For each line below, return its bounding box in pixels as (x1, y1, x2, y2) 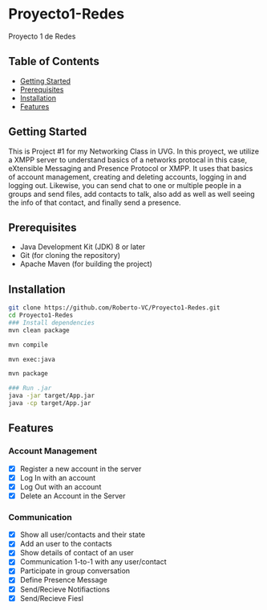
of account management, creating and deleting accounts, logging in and (8, 172, 247, 182)
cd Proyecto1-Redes (8, 311, 74, 320)
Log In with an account (19, 473, 96, 482)
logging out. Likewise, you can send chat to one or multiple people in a (8, 180, 242, 190)
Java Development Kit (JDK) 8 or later (19, 242, 146, 252)
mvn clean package (8, 326, 70, 334)
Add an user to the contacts (19, 539, 112, 549)
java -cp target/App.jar (8, 399, 91, 407)
